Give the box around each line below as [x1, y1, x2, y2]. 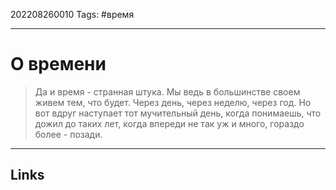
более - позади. [34, 128, 103, 140]
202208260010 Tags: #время [10, 9, 135, 20]
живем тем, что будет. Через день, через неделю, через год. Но [34, 96, 312, 108]
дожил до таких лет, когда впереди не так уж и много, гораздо [34, 117, 305, 129]
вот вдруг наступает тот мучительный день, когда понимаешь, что [34, 107, 322, 119]
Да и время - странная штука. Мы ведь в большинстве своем [34, 85, 301, 98]
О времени [10, 53, 107, 76]
